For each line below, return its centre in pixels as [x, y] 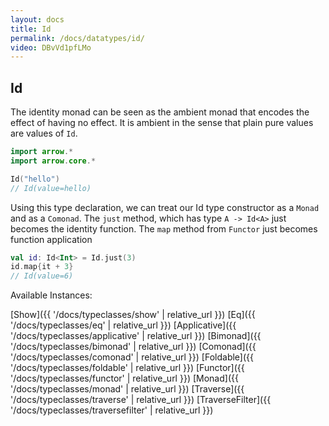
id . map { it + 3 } [42, 267]
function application [51, 239]
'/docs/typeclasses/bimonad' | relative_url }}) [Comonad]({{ [133, 347]
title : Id [31, 29]
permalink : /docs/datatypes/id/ [77, 38]
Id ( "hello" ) [35, 179]
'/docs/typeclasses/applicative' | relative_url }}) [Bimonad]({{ [136, 336]
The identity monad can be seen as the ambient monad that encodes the [160, 112]
